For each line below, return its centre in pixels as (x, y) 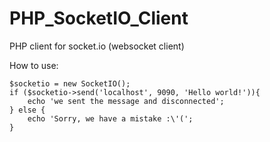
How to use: (34, 65)
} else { (27, 110)
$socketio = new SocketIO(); (70, 83)
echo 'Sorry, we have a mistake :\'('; (110, 118)
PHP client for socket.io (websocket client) (97, 46)
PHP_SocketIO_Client (99, 18)
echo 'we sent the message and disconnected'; (126, 101)
